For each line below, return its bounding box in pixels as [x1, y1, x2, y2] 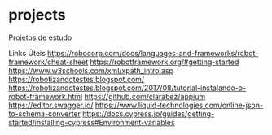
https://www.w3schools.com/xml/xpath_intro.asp [8, 65, 173, 75]
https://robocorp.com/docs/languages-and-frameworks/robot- [47, 48, 259, 58]
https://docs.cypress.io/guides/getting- [82, 108, 215, 119]
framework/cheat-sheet [8, 57, 89, 67]
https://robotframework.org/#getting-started [90, 57, 239, 67]
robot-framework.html [8, 91, 83, 101]
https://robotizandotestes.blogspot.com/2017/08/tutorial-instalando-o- [8, 83, 247, 93]
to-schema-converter [8, 108, 81, 119]
